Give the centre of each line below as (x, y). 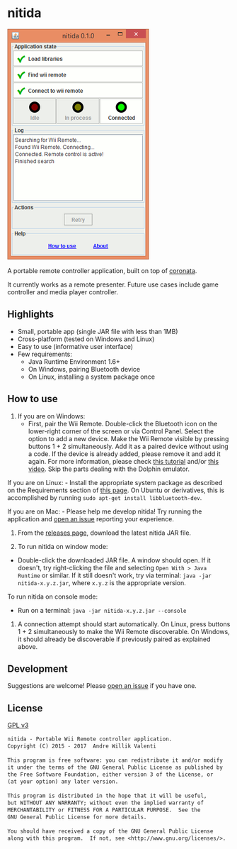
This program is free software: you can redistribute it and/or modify (115, 760)
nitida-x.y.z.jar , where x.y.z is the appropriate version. (102, 582)
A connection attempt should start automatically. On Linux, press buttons (124, 624)
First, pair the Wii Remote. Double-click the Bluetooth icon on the (123, 423)
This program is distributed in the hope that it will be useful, (107, 796)
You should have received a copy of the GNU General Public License (110, 831)
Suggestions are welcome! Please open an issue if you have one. (102, 686)
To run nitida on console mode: (53, 596)
